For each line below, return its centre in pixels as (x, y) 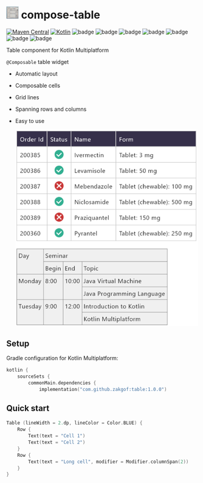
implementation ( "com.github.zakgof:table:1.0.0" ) (103, 389)
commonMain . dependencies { (62, 383)
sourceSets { (34, 376)
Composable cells (38, 85)
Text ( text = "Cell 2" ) (57, 442)
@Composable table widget (38, 62)
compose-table (60, 15)
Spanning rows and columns (51, 109)
